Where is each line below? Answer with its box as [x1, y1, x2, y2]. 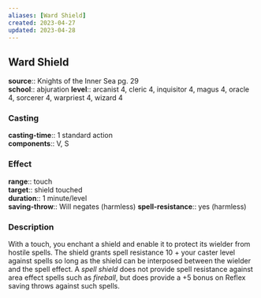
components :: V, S [8, 139, 69, 148]
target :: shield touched [8, 184, 83, 194]
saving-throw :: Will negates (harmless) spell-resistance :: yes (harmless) [8, 202, 247, 211]
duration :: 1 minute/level [8, 193, 88, 203]
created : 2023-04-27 [8, 19, 76, 27]
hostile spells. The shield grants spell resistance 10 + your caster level [8, 248, 235, 257]
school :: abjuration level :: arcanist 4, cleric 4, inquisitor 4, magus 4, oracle [8, 84, 250, 95]
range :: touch [8, 177, 53, 186]
